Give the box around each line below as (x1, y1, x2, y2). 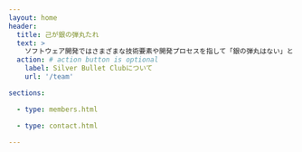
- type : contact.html (16, 121, 99, 130)
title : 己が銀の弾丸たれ (16, 30, 99, 39)
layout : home (8, 13, 58, 23)
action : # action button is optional (16, 55, 159, 64)
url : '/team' (24, 72, 74, 81)
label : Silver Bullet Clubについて (24, 64, 153, 73)
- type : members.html (16, 105, 99, 114)
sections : (8, 88, 46, 98)
